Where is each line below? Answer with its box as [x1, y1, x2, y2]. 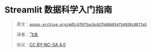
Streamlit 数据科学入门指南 [4, 4, 113, 15]
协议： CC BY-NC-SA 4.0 [16, 41, 66, 47]
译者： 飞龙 [16, 31, 38, 37]
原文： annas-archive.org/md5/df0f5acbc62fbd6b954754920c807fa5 [16, 21, 147, 27]
